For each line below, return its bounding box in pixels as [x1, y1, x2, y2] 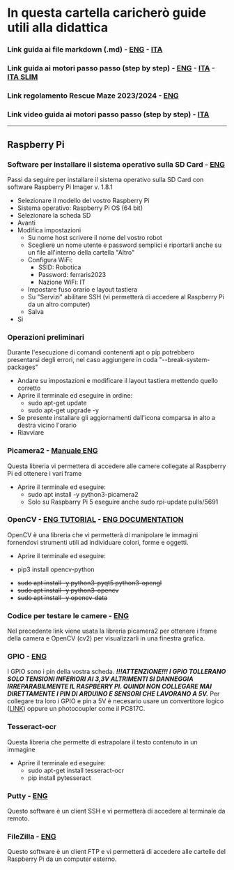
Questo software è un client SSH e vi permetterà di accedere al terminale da [7, 807, 226, 816]
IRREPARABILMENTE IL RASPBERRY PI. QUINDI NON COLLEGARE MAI [7, 682, 212, 691]
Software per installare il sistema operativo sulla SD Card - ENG [7, 159, 225, 169]
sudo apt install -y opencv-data [17, 593, 108, 601]
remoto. [7, 814, 30, 823]
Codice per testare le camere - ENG [7, 610, 130, 620]
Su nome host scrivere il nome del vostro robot [27, 233, 162, 241]
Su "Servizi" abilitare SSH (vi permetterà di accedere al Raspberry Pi [27, 292, 225, 301]
